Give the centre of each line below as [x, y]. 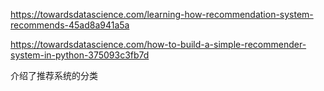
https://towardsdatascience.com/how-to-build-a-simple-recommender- [158, 44]
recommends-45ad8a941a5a [70, 25]
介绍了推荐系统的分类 [54, 75]
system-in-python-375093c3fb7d [80, 55]
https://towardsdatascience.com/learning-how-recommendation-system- [162, 14]
